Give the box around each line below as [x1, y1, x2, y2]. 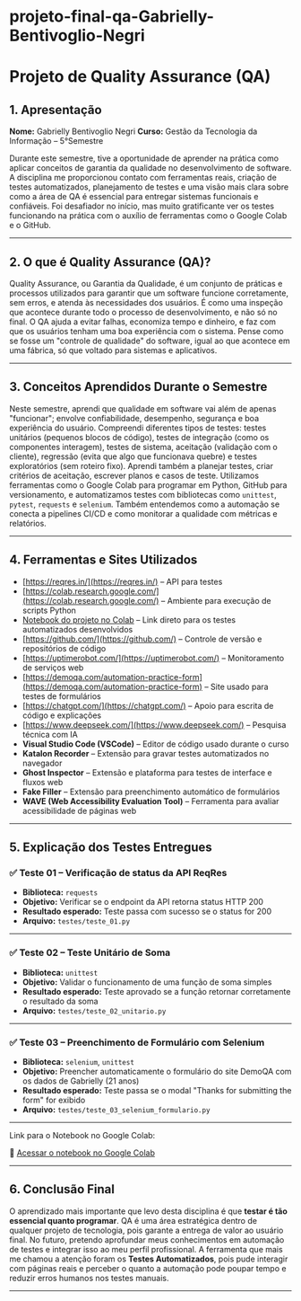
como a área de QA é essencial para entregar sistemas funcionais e [9, 191, 259, 202]
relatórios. [9, 518, 47, 528]
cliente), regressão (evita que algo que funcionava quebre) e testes [9, 451, 258, 462]
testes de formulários [21, 690, 101, 702]
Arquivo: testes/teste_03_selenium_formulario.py [21, 1103, 211, 1115]
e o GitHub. [9, 220, 52, 231]
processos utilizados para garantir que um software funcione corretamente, [9, 288, 289, 298]
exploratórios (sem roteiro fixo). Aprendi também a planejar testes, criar [9, 460, 273, 471]
